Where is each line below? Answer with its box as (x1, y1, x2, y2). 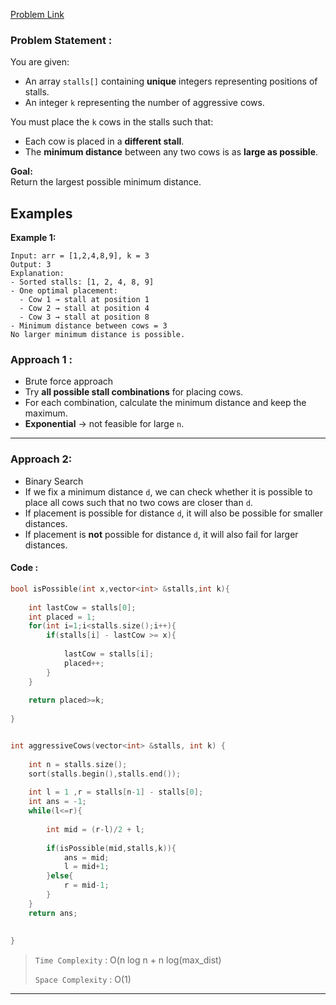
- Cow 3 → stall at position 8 (19, 312, 150, 323)
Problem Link (10, 9, 65, 20)
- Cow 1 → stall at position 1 (19, 295, 150, 305)
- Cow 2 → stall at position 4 (19, 304, 150, 314)
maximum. (24, 407, 68, 419)
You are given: (10, 56, 70, 68)
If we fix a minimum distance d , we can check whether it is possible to (24, 485, 313, 498)
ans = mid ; (63, 852, 110, 863)
